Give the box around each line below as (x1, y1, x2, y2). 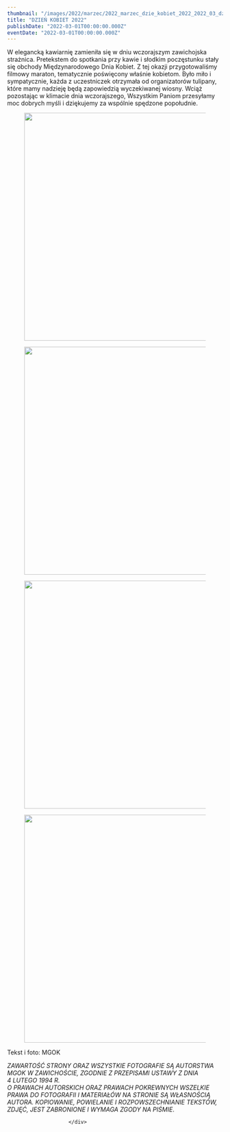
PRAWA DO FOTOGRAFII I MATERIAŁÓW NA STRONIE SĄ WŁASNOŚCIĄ (7, 1091, 211, 1099)
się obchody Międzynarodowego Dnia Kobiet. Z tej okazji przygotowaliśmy (7, 63, 218, 71)
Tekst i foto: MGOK (7, 1048, 61, 1056)
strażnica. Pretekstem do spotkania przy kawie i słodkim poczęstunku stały (7, 56, 219, 64)
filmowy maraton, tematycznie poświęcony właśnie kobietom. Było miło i (7, 70, 212, 78)
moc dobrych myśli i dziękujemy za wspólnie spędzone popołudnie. (7, 99, 199, 107)
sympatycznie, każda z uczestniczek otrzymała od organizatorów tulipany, (7, 77, 217, 86)
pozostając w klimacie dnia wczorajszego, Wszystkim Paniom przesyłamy (7, 92, 216, 100)
